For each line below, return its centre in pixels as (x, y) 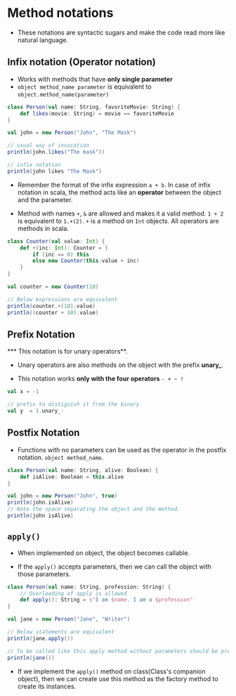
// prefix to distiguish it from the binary (73, 404)
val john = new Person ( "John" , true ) (63, 496)
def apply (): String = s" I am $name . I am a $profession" (106, 600)
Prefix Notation (41, 334)
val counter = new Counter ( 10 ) (53, 287)
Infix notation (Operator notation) (81, 62)
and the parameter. (45, 199)
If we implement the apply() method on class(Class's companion (111, 671)
